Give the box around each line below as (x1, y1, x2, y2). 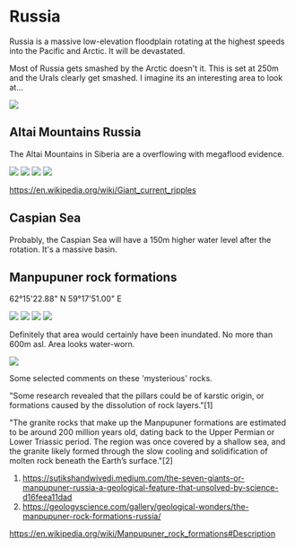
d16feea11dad (22, 491, 73, 503)
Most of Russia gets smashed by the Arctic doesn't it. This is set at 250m (9, 63, 280, 74)
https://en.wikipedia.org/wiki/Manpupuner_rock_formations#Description (9, 528, 276, 539)
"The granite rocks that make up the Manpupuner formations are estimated (9, 417, 287, 428)
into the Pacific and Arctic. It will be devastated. (9, 45, 186, 56)
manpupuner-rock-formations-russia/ (22, 511, 161, 522)
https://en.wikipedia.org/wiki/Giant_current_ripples (9, 184, 197, 195)
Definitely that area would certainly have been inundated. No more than (9, 329, 273, 340)
